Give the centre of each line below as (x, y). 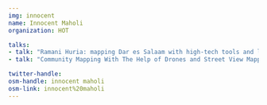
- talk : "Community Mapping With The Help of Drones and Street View (126, 60)
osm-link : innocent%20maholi (56, 88)
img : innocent (32, 16)
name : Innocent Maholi (46, 23)
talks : (19, 45)
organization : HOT (39, 30)
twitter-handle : (35, 74)
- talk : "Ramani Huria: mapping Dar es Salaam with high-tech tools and (131, 52)
